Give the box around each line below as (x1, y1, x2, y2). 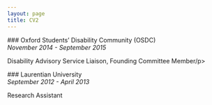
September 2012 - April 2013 (7, 77, 90, 86)
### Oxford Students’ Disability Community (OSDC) (7, 35, 156, 44)
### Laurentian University (7, 70, 82, 79)
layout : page (7, 10, 45, 17)
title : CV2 (7, 17, 39, 24)
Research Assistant (7, 91, 63, 99)
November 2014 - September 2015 (7, 43, 107, 51)
